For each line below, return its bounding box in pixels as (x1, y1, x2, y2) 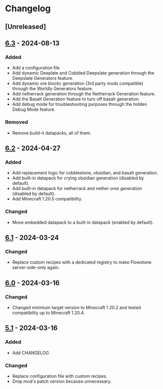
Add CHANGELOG (12, 350, 49, 356)
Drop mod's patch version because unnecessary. (12, 378, 112, 384)
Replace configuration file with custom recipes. (12, 373, 108, 379)
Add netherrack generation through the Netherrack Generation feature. (12, 91, 156, 97)
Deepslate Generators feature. (12, 75, 73, 81)
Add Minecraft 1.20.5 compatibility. (12, 196, 83, 202)
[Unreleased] (5, 23, 47, 31)
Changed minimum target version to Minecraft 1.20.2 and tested (12, 304, 141, 310)
